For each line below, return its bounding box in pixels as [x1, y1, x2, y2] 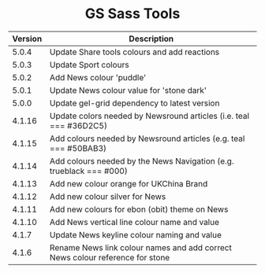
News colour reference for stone [50, 252, 170, 263]
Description [129, 33, 174, 44]
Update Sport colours [50, 59, 129, 70]
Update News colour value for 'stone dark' [50, 84, 207, 95]
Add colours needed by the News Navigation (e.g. [50, 155, 234, 166]
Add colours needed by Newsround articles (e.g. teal [50, 133, 245, 144]
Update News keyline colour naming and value [50, 229, 222, 240]
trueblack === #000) [50, 165, 128, 176]
